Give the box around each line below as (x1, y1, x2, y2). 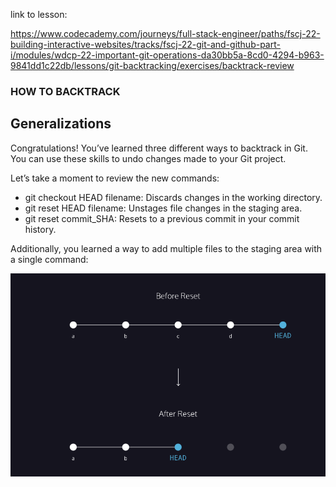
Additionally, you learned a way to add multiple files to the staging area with (10, 242, 323, 254)
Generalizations (10, 115, 112, 133)
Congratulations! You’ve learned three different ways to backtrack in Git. (10, 142, 308, 154)
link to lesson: (10, 9, 68, 20)
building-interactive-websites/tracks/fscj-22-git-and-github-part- (10, 39, 281, 50)
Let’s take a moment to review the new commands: (10, 172, 220, 184)
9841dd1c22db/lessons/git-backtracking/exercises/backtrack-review (10, 60, 295, 71)
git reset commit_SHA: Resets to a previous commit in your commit (24, 212, 300, 224)
